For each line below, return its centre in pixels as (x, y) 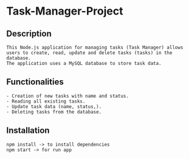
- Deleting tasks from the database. (54, 112)
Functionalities (35, 82)
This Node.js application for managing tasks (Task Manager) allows (95, 47)
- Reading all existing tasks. (46, 101)
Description (29, 34)
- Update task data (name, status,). (54, 107)
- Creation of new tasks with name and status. (68, 96)
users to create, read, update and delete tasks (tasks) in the (89, 53)
